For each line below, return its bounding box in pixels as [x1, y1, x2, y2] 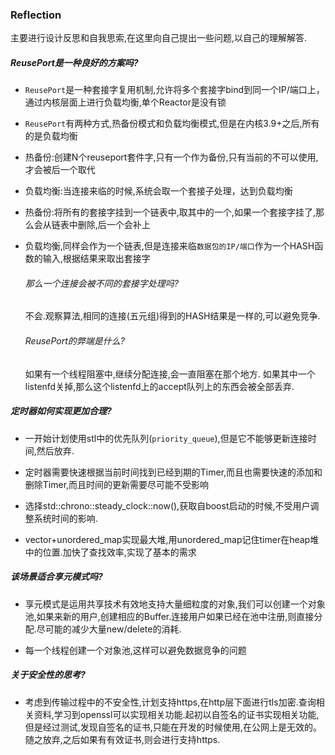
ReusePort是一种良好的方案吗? [10, 56, 139, 68]
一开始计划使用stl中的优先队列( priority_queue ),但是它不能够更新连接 [24, 432, 308, 444]
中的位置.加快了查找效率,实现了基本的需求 [24, 546, 197, 558]
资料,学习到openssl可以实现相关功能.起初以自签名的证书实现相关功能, [33, 708, 320, 720]
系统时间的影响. [33, 512, 98, 524]
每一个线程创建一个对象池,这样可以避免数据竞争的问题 [24, 644, 247, 656]
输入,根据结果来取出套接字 [42, 253, 151, 265]
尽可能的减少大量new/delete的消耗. [36, 623, 182, 635]
